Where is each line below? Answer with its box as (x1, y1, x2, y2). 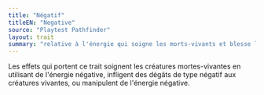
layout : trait (8, 33, 55, 41)
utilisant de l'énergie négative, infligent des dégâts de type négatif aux (8, 70, 236, 79)
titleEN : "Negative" (8, 19, 76, 26)
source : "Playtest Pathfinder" (8, 26, 111, 33)
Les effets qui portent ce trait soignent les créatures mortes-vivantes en (8, 62, 241, 71)
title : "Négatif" (8, 11, 65, 19)
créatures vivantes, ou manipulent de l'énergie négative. (8, 79, 190, 88)
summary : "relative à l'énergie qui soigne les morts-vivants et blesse (8, 40, 251, 48)
